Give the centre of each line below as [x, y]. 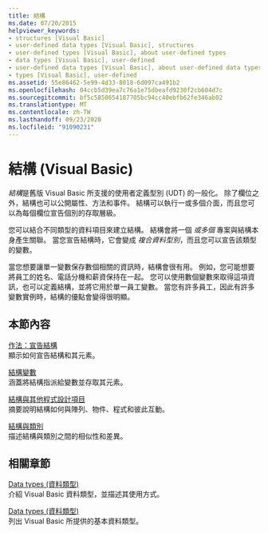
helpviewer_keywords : [44, 30]
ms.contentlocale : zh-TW [49, 113]
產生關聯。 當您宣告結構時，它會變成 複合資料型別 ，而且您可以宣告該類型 [136, 240]
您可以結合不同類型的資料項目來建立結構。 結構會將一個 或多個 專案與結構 [130, 229]
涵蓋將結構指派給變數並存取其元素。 [68, 382]
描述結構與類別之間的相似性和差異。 [68, 436]
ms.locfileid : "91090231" [51, 127]
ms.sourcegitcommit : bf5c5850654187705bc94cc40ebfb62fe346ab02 [116, 97]
